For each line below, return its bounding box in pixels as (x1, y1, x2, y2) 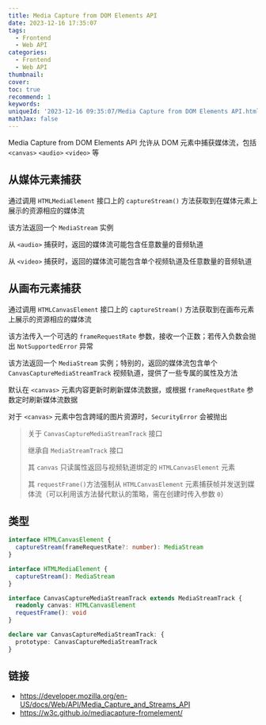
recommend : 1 (8, 93, 51, 101)
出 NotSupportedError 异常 (8, 341, 93, 350)
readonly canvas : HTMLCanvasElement (15, 601, 136, 610)
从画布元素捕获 (8, 282, 82, 295)
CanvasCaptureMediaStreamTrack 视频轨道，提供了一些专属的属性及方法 (8, 368, 238, 377)
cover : (8, 78, 30, 86)
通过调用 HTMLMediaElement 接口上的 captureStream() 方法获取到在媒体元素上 (8, 195, 258, 205)
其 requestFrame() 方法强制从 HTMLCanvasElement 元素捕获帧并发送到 (27, 479, 248, 488)
